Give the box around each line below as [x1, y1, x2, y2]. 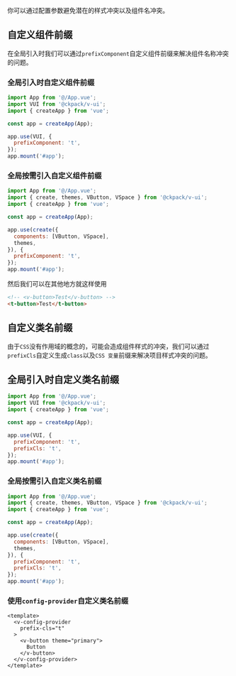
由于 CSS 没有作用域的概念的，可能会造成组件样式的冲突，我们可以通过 [7, 342, 210, 350]
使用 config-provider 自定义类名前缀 [7, 596, 129, 606]
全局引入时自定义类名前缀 [7, 374, 119, 386]
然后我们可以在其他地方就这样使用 [7, 280, 107, 288]
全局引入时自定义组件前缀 [7, 77, 95, 87]
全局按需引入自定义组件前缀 [7, 171, 102, 181]
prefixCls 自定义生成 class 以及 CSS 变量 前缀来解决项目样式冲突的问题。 [7, 351, 212, 359]
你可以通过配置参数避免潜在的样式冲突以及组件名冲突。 [7, 6, 169, 14]
